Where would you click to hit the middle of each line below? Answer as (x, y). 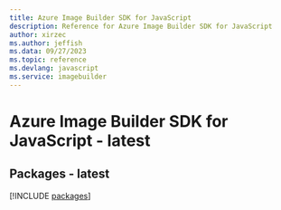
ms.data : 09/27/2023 (48, 52)
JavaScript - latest (80, 140)
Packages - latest (60, 174)
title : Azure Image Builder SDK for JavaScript (101, 18)
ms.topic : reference (48, 60)
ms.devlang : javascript (54, 69)
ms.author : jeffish (46, 43)
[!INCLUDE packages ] (50, 196)
